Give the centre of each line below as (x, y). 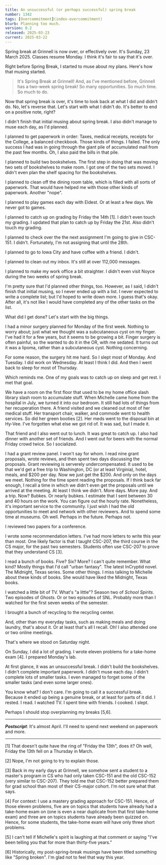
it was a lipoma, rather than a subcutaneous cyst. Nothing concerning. (77, 347)
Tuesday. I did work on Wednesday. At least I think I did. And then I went (79, 362)
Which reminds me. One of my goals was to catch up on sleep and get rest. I (83, 377)
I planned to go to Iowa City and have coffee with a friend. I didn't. (72, 252)
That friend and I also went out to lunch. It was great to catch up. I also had (82, 433)
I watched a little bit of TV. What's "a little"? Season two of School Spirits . (80, 592)
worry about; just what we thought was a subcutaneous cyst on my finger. (81, 332)
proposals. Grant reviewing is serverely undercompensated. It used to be (79, 464)
